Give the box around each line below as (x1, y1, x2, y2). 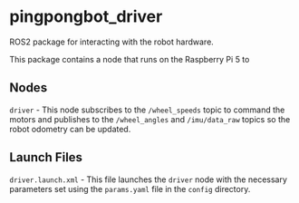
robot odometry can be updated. (9, 123, 131, 134)
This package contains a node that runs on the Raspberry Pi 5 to (9, 53, 250, 64)
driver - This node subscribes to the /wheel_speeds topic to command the (9, 104, 285, 115)
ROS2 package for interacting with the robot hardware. (9, 36, 215, 47)
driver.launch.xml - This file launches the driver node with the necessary (9, 174, 288, 185)
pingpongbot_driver (9, 6, 163, 27)
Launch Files (9, 150, 83, 165)
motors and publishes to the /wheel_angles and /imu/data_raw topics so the (9, 113, 291, 124)
